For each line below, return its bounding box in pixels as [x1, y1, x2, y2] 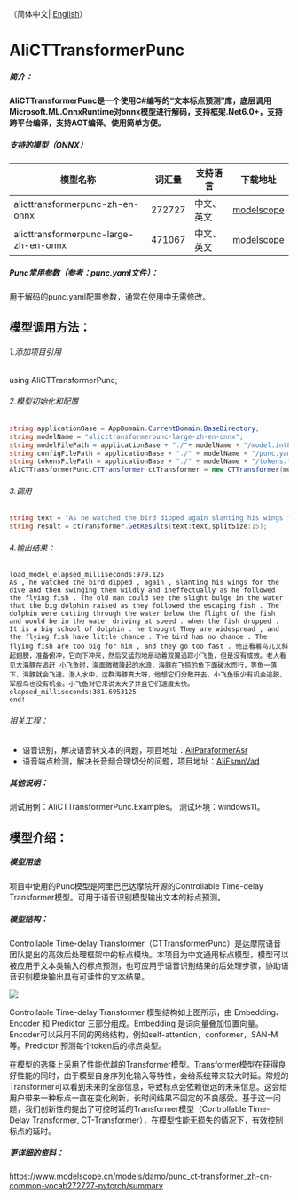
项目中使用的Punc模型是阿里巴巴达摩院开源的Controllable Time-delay [9, 880, 264, 892]
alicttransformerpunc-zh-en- [13, 198, 140, 211]
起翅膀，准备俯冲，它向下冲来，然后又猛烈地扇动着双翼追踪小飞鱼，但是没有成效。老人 [9, 652, 280, 660]
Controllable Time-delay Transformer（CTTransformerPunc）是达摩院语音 [9, 938, 282, 948]
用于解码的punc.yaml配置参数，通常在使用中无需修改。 [9, 292, 211, 302]
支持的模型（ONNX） [9, 140, 88, 150]
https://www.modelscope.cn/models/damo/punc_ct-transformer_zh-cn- [9, 1171, 273, 1181]
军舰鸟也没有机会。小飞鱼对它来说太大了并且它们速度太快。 [9, 680, 194, 689]
